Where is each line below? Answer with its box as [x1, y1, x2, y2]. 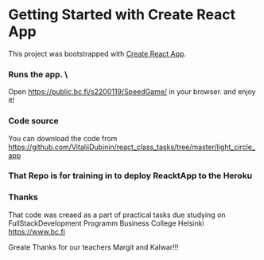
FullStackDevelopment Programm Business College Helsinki [8, 218, 204, 228]
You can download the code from [8, 133, 118, 143]
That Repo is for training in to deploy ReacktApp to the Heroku [8, 170, 253, 181]
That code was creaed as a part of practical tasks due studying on [8, 210, 226, 219]
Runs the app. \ [8, 69, 68, 80]
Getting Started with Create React [8, 6, 236, 24]
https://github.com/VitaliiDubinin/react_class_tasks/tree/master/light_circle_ [8, 142, 256, 152]
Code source [8, 116, 60, 127]
